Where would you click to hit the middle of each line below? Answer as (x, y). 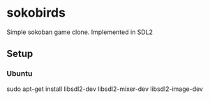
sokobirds (36, 13)
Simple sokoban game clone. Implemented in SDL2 (80, 32)
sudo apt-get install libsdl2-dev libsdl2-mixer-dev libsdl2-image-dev (105, 89)
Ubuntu (20, 74)
